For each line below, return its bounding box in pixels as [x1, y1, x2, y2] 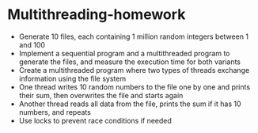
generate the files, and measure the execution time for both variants [18, 57, 241, 66]
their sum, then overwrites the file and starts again [18, 90, 184, 100]
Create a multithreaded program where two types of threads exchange [18, 65, 250, 74]
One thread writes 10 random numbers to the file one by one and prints [18, 82, 251, 92]
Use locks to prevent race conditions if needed [18, 116, 172, 125]
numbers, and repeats [18, 107, 92, 116]
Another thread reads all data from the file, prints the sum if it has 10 [18, 99, 241, 108]
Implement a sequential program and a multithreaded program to [18, 48, 230, 58]
